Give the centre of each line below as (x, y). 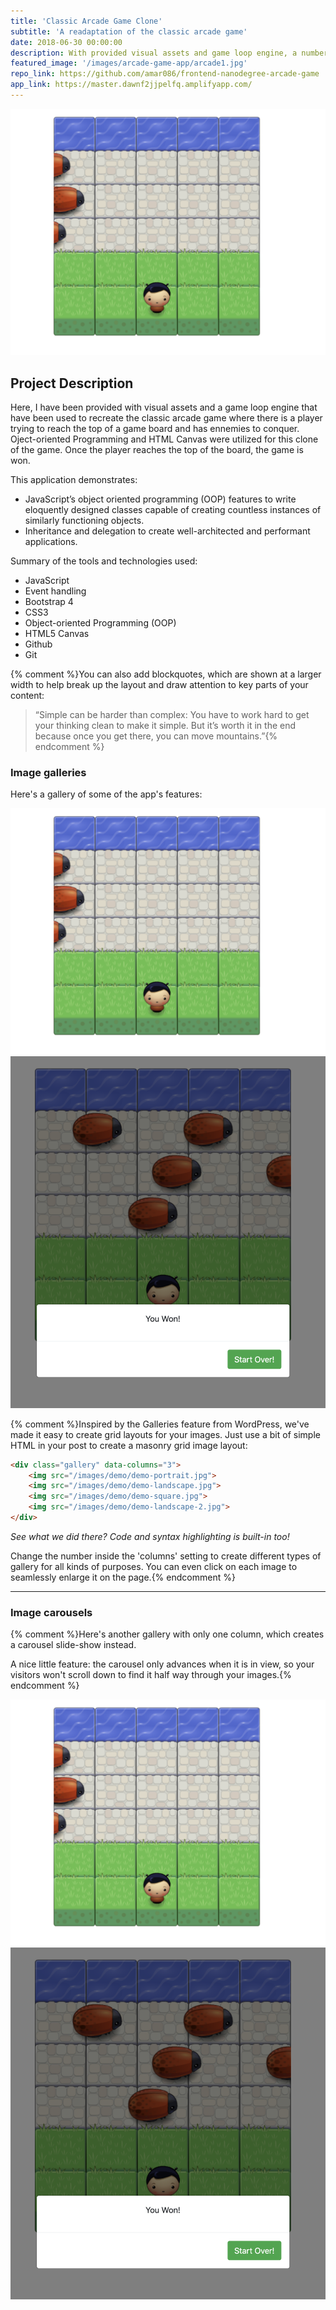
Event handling (55, 591)
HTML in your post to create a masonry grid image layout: (129, 1445)
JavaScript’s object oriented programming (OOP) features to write (160, 499)
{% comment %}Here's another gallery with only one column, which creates (167, 1634)
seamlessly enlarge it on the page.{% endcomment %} (123, 1577)
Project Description (72, 383)
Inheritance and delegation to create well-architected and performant (167, 531)
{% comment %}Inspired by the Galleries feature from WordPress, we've (160, 1424)
